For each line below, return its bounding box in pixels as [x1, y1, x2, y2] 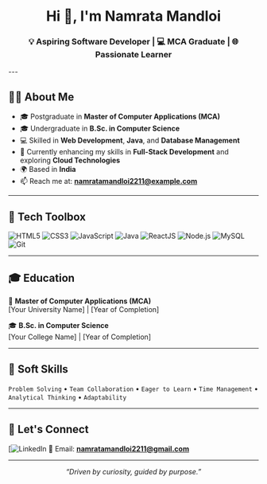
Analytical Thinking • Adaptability [8, 392, 127, 401]
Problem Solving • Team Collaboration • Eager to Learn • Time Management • [8, 384, 258, 393]
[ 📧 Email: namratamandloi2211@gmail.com [8, 443, 189, 453]
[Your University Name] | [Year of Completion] [8, 304, 160, 314]
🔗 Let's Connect [8, 423, 89, 436]
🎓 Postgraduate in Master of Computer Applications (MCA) [19, 111, 221, 122]
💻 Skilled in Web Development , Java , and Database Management [19, 135, 240, 146]
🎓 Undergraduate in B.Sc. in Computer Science [19, 123, 180, 134]
